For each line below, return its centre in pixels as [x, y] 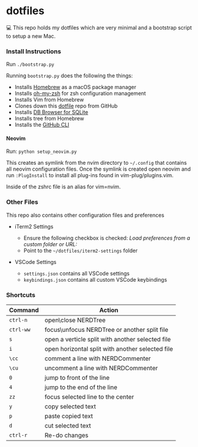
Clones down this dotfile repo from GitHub [66, 106]
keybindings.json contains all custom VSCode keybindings [95, 279]
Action [109, 310]
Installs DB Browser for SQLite [51, 112]
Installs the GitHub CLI [42, 125]
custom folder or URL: [50, 244]
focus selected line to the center [89, 397]
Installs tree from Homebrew [49, 119]
